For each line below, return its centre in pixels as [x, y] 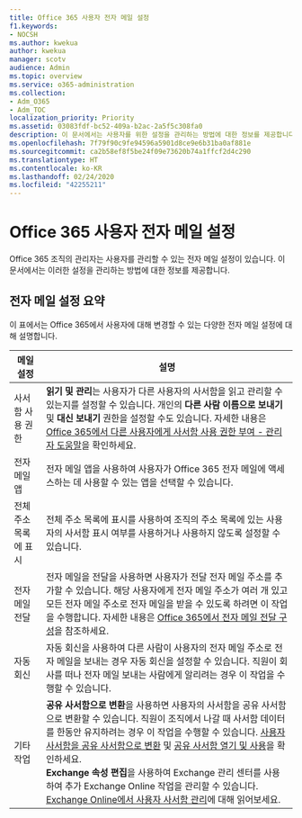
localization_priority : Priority [72, 118]
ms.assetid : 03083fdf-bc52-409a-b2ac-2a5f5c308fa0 [106, 127]
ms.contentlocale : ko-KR [56, 168]
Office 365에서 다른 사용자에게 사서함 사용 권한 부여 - [155, 431]
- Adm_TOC [28, 110]
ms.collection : [38, 93]
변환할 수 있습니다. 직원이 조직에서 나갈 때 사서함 [161, 718]
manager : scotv [38, 59]
